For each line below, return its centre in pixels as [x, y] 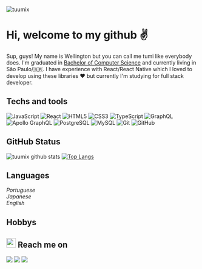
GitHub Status [33, 142]
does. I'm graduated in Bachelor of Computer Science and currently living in [101, 62]
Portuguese [21, 190]
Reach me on [42, 245]
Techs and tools [37, 101]
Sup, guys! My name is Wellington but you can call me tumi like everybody [99, 56]
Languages [28, 176]
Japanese [19, 197]
